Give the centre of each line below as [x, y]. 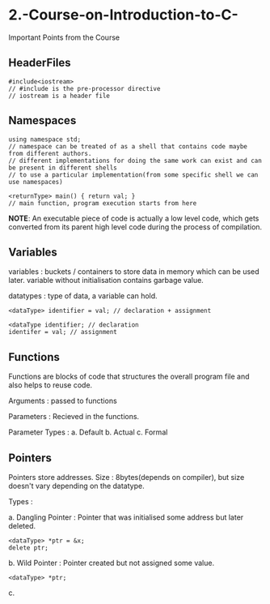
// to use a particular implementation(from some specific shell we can [133, 175]
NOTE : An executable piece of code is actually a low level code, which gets [134, 218]
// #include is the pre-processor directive [84, 88]
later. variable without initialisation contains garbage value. [106, 281]
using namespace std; [45, 139]
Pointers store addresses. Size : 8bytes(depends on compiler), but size [127, 477]
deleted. [22, 526]
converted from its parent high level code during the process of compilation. [135, 227]
